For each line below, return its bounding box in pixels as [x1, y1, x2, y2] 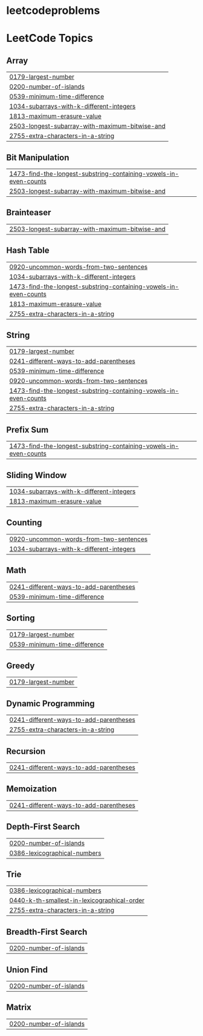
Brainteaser [6, 207, 51, 218]
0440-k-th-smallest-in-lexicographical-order [9, 896, 145, 905]
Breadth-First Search [6, 926, 88, 937]
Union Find [6, 965, 48, 975]
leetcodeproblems [6, 4, 100, 18]
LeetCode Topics [6, 32, 94, 45]
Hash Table [6, 245, 50, 256]
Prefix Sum [6, 425, 49, 435]
